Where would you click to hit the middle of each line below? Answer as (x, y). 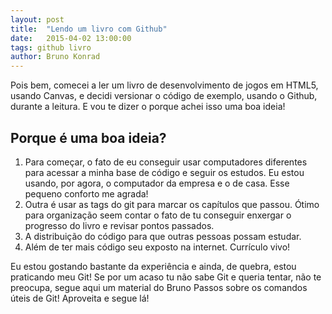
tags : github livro (51, 47)
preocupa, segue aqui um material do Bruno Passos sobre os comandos (159, 287)
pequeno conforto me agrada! (86, 193)
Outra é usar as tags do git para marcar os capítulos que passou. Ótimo (172, 204)
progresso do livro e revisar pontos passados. (119, 225)
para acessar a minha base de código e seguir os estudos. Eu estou (164, 172)
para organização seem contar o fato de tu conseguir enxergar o (158, 215)
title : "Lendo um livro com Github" (89, 29)
